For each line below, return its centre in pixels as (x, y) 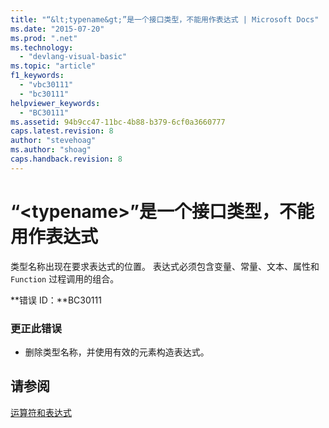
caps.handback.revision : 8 (66, 159)
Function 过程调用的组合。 (65, 278)
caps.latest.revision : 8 (62, 131)
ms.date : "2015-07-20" (57, 29)
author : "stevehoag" (53, 141)
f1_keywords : (37, 76)
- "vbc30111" (46, 85)
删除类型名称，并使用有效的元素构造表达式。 (117, 352)
